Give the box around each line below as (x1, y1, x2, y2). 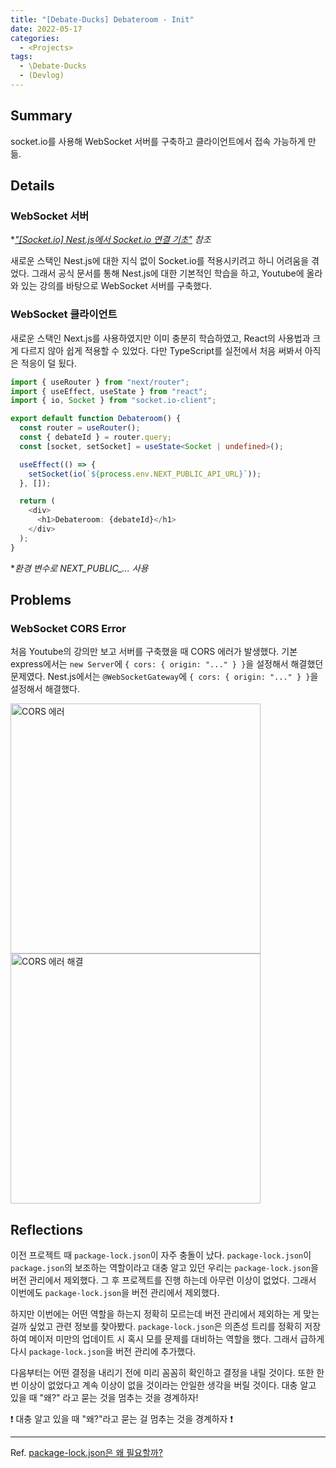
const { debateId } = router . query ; (19, 432, 172, 443)
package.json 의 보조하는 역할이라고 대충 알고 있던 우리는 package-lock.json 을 (10, 1262, 319, 1274)
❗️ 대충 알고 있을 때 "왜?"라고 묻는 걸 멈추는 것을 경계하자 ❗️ (10, 1413, 233, 1425)
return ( (19, 496, 56, 506)
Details (10, 177, 55, 195)
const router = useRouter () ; (19, 423, 141, 433)
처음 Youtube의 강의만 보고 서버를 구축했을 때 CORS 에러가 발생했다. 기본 (10, 646, 298, 658)
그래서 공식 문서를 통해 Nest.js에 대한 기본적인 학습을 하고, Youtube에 (31, 267, 305, 280)
